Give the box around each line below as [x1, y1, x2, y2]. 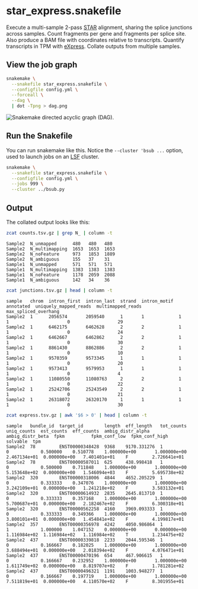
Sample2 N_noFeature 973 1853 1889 [6, 251, 116, 257]
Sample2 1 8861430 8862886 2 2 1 [6, 345, 182, 351]
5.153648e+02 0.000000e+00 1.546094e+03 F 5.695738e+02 [6, 469, 184, 475]
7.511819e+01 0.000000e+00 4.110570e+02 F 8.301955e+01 [6, 578, 184, 584]
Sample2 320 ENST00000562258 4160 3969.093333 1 [6, 505, 163, 512]
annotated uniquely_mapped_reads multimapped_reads [6, 303, 142, 309]
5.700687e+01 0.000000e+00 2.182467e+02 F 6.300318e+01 [6, 501, 184, 507]
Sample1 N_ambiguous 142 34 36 [6, 277, 110, 283]
